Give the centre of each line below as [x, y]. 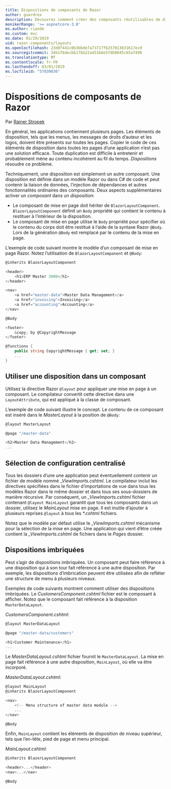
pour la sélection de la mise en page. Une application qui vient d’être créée [84, 528]
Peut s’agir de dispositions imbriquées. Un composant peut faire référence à [85, 562]
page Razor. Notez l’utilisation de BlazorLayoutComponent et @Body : [74, 253]
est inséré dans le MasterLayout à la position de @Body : [63, 415]
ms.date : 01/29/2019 [27, 39]
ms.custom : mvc [21, 34]
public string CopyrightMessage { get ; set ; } [65, 351]
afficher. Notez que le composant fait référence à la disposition [71, 599]
